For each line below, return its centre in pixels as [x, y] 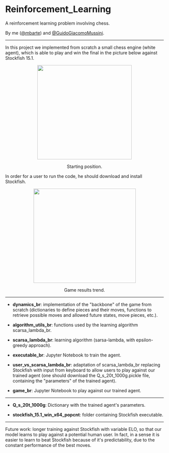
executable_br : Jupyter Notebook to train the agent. [67, 355]
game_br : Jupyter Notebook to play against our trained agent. [77, 390]
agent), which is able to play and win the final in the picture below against [81, 53]
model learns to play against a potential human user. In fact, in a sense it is [82, 434]
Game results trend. [84, 290]
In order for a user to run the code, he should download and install [74, 176]
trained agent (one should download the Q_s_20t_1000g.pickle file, [81, 375]
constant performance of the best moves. [48, 445]
